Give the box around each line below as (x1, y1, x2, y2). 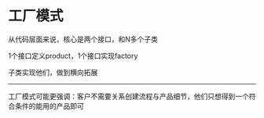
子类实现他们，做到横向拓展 (8, 67, 98, 77)
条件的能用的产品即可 (14, 101, 84, 110)
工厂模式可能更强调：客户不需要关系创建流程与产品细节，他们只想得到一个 (8, 91, 249, 101)
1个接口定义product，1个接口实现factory (8, 51, 138, 60)
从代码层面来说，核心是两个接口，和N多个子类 (8, 34, 159, 44)
